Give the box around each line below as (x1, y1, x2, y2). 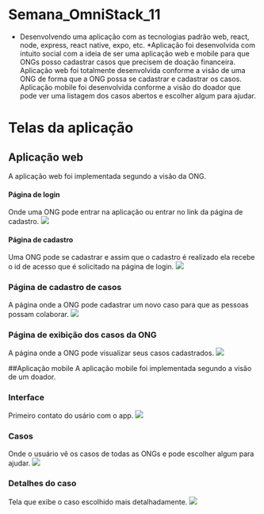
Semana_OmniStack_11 (8, 6, 161, 24)
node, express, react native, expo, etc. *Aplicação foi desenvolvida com (19, 40, 256, 49)
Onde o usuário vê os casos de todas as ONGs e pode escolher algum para (8, 449, 254, 458)
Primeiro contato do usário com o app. (8, 411, 134, 420)
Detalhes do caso (8, 478, 77, 489)
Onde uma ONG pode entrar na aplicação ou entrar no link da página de (8, 207, 243, 217)
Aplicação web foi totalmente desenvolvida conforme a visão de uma (19, 65, 246, 75)
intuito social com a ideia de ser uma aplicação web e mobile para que (19, 48, 250, 58)
